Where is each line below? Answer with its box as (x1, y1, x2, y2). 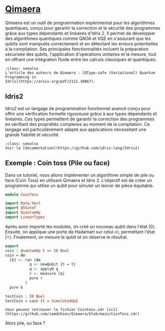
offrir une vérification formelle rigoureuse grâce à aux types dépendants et (5, 110, 157, 116)
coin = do (5, 253, 26, 257)
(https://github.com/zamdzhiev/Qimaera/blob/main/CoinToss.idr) (5, 312, 140, 317)
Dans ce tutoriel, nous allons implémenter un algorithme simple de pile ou (5, 172, 154, 178)
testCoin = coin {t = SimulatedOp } (5, 298, 78, 303)
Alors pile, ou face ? (5, 320, 46, 326)
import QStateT (5, 206, 36, 211)
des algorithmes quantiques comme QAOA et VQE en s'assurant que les (5, 36, 151, 41)
